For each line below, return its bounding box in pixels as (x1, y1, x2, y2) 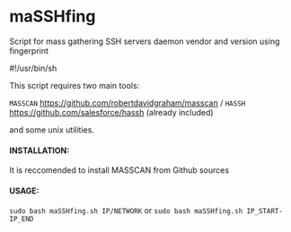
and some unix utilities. (9, 124, 94, 135)
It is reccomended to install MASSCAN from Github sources (9, 165, 230, 176)
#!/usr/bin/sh (9, 63, 57, 73)
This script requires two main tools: (9, 80, 140, 90)
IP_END (9, 215, 34, 224)
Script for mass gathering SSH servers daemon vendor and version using (9, 36, 280, 47)
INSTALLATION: (9, 145, 70, 156)
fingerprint (9, 45, 49, 56)
